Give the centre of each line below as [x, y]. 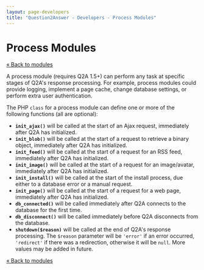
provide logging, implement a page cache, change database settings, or [97, 90]
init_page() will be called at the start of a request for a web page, [98, 191]
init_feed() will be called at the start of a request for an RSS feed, [99, 152]
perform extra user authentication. [49, 96]
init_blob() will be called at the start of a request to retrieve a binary [102, 139]
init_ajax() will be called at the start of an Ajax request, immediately [102, 126]
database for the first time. [48, 210]
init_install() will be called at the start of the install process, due [99, 178]
